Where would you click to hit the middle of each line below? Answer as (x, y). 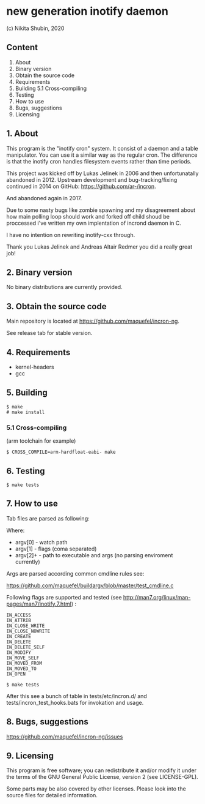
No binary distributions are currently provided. (65, 287)
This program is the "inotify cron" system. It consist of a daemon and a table (102, 148)
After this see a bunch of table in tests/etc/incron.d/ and (77, 696)
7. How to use (32, 504)
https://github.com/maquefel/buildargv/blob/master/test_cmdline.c (90, 585)
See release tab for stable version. (49, 333)
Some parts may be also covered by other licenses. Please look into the (96, 789)
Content (22, 47)
